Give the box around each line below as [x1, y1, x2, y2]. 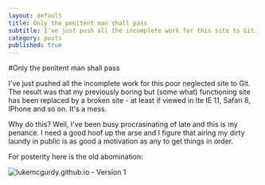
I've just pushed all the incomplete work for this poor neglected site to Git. [8, 79, 251, 89]
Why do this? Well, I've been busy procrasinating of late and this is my [8, 120, 239, 129]
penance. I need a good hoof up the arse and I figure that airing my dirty [8, 128, 245, 138]
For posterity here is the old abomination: [8, 152, 143, 162]
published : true [8, 41, 62, 49]
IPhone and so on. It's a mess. [8, 104, 107, 114]
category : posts [8, 33, 62, 42]
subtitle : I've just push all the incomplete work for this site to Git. [8, 26, 259, 34]
